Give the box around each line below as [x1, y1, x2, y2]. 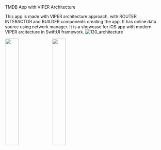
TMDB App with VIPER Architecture [5, 4, 76, 10]
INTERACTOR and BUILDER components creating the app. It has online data [5, 19, 157, 24]
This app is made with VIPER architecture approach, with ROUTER [5, 14, 137, 19]
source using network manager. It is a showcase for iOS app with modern [5, 24, 152, 30]
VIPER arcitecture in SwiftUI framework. [5, 29, 84, 34]
